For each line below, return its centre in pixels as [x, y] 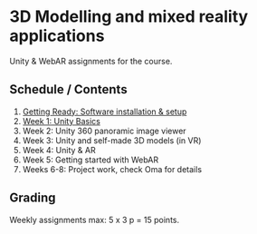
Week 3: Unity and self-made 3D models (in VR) [112, 140]
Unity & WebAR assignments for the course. [91, 61]
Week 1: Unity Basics [62, 121]
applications [57, 36]
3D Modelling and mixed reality [129, 17]
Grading [33, 198]
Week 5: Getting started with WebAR [90, 160]
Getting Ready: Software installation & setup [105, 112]
